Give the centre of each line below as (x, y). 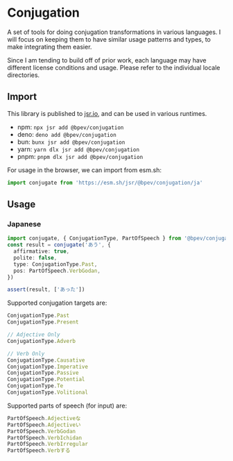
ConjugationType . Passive (43, 373)
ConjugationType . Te (35, 386)
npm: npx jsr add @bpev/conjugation (70, 127)
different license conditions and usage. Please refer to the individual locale (114, 67)
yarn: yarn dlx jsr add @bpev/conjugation (78, 149)
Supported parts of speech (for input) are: (67, 405)
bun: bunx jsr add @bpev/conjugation (71, 142)
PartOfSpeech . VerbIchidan (44, 438)
